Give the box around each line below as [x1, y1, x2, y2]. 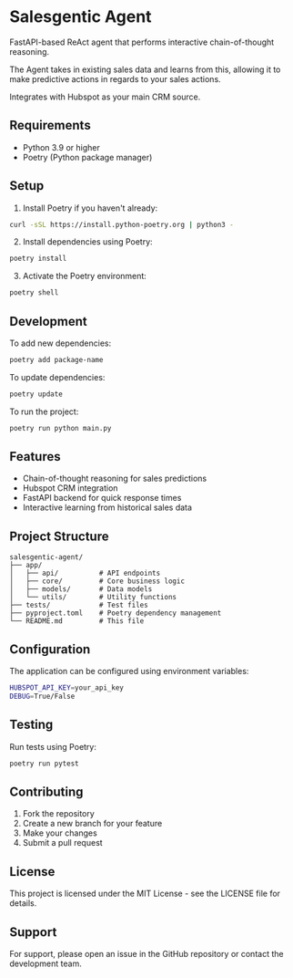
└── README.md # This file [9, 617, 145, 626]
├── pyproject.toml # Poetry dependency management [9, 609, 222, 618]
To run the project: [9, 406, 79, 417]
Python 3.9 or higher [22, 141, 100, 152]
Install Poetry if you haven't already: [22, 203, 158, 213]
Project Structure [9, 528, 109, 544]
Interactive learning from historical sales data [22, 502, 193, 513]
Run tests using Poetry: [9, 741, 97, 752]
